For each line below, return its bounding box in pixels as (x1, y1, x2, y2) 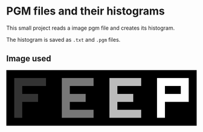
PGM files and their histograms (6, 4, 165, 18)
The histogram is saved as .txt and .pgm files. (6, 36, 121, 43)
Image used (6, 53, 51, 64)
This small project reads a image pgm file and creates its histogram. (6, 24, 175, 31)
